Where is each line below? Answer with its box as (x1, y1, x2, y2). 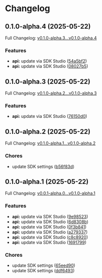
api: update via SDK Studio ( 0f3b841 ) (12, 224, 87, 229)
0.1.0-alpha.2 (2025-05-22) (5, 127, 91, 136)
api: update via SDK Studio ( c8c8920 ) (12, 234, 88, 240)
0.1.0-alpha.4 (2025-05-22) (5, 22, 91, 31)
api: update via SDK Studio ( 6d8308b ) (12, 219, 88, 225)
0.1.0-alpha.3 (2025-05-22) (5, 77, 90, 85)
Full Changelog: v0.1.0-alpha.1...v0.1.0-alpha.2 (5, 140, 96, 146)
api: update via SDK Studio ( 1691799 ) (12, 239, 87, 245)
